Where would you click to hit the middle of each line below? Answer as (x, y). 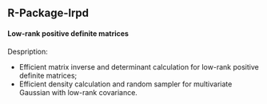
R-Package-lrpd (48, 13)
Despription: (28, 51)
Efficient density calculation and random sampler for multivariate (126, 84)
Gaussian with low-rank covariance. (78, 92)
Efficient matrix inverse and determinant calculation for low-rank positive (139, 66)
